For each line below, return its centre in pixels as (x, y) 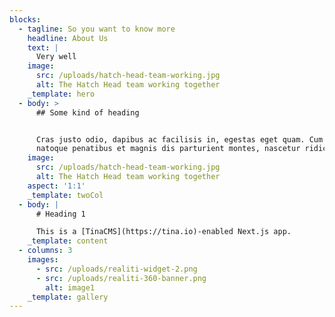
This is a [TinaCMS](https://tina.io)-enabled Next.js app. (163, 232)
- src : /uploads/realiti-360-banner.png (121, 278)
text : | (43, 47)
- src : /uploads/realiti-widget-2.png (116, 269)
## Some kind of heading (87, 112)
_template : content (68, 241)
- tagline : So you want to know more (97, 29)
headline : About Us (68, 38)
